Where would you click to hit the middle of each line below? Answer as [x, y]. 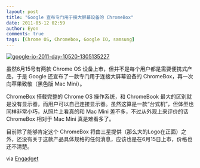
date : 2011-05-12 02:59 [36, 23]
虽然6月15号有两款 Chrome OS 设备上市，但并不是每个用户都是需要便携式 [97, 69]
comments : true [25, 34]
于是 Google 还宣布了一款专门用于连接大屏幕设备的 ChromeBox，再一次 [105, 76]
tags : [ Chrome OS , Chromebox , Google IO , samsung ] [70, 39]
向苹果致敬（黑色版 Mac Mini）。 [46, 84]
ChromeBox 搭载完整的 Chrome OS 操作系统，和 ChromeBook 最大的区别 [96, 97]
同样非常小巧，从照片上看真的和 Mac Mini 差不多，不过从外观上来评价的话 [98, 112]
